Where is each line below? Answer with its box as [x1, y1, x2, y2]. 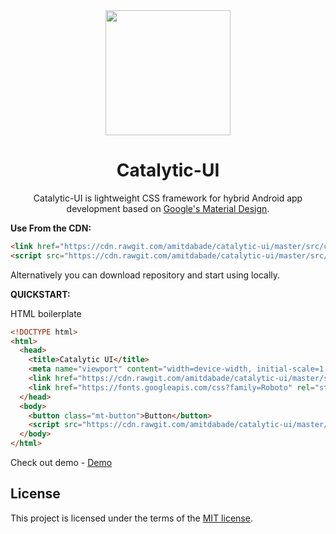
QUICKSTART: [10, 288, 71, 300]
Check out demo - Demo [10, 457, 113, 469]
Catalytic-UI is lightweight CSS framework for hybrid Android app [33, 192, 303, 204]
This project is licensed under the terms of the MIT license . [10, 512, 253, 524]
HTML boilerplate [10, 307, 82, 319]
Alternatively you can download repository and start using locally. [10, 269, 281, 281]
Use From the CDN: [10, 222, 92, 234]
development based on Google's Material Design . [66, 202, 270, 214]
